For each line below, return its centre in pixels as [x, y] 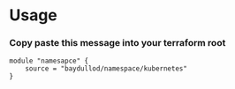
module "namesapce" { [49, 61]
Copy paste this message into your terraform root [117, 43]
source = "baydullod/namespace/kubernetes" [106, 69]
